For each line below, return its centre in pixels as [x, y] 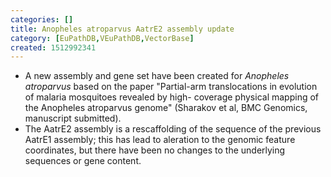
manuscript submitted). [73, 118]
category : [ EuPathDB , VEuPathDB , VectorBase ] [102, 38]
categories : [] [42, 19]
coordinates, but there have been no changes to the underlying [155, 150]
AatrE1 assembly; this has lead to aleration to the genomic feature [160, 140]
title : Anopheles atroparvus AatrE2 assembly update [122, 29]
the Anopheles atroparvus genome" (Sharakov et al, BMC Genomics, [166, 108]
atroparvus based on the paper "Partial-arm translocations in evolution [171, 87]
